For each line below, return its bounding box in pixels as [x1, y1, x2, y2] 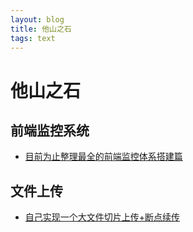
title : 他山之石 [10, 24, 72, 34]
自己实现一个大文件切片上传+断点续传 [24, 211, 181, 223]
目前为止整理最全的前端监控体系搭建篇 [24, 151, 183, 163]
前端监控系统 [10, 122, 90, 139]
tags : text [10, 33, 56, 43]
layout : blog [10, 14, 65, 25]
